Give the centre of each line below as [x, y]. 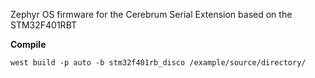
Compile [28, 44]
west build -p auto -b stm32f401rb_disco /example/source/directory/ [158, 63]
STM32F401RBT [44, 25]
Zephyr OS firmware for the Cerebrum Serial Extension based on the [151, 14]
